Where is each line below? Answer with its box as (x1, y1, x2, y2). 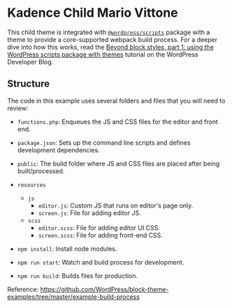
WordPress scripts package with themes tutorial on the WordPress (7, 50, 198, 59)
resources (17, 182, 47, 189)
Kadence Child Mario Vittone (7, 5, 178, 21)
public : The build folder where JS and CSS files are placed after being (17, 159, 220, 168)
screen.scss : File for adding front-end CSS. (38, 230, 163, 239)
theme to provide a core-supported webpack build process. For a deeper (7, 35, 218, 43)
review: (7, 103, 29, 112)
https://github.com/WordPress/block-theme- (40, 285, 169, 293)
